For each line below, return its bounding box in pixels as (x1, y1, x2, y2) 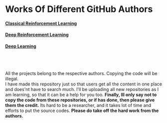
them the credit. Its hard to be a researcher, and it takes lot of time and (5, 102, 152, 108)
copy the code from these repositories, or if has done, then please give (5, 96, 155, 103)
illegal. (5, 75, 19, 81)
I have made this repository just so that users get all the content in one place (5, 81, 162, 87)
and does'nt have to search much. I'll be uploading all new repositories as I (5, 86, 159, 92)
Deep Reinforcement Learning (5, 31, 69, 38)
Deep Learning (5, 43, 36, 49)
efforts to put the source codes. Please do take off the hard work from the (5, 107, 159, 113)
